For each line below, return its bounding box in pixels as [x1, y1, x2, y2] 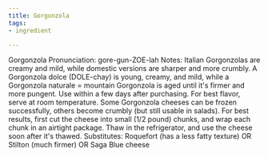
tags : [8, 19, 26, 27]
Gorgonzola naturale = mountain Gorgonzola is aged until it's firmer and [8, 80, 246, 90]
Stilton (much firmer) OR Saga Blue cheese [8, 140, 150, 150]
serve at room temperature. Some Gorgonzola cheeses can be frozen [8, 97, 238, 108]
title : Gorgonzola [8, 11, 70, 20]
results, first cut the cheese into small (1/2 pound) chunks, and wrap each [8, 115, 251, 124]
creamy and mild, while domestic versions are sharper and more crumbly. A [8, 64, 258, 73]
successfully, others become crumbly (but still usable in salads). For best [8, 106, 250, 116]
